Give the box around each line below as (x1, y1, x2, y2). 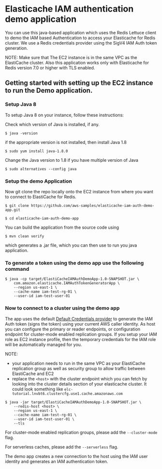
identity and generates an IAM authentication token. (5, 458, 108, 464)
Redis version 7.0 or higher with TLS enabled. (5, 64, 95, 71)
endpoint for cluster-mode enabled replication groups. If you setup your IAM (5, 331, 157, 337)
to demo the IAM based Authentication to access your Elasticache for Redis (5, 35, 156, 41)
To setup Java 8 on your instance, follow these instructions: (5, 112, 124, 118)
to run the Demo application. (5, 86, 93, 95)
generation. (5, 45, 28, 51)
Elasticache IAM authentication (5, 3, 134, 15)
